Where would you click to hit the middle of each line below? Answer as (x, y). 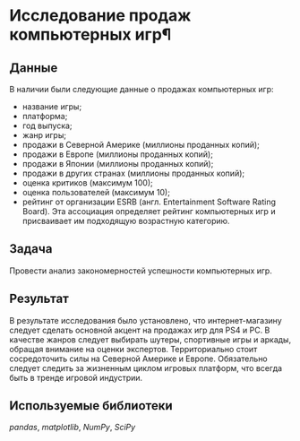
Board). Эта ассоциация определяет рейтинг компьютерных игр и (149, 211)
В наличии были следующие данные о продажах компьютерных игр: (142, 89)
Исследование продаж (100, 16)
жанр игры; (44, 135)
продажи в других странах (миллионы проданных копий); (133, 173)
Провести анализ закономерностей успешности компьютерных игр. (141, 271)
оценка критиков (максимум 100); (88, 183)
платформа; (45, 116)
